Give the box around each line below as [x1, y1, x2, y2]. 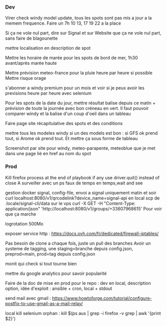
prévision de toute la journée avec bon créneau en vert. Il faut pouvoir [5, 105, 149, 112]
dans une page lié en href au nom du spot [5, 151, 91, 157]
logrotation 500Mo [5, 221, 43, 227]
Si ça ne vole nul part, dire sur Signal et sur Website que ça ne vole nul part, [5, 30, 161, 36]
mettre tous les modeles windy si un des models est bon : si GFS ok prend [5, 130, 158, 136]
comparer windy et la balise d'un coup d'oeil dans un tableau [5, 111, 131, 117]
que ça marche [5, 211, 36, 217]
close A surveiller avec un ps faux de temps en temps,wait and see [5, 180, 143, 186]
